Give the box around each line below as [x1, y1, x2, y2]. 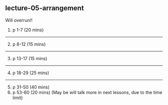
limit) [12, 95, 23, 101]
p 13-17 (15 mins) [12, 55, 47, 61]
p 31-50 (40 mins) [12, 84, 50, 90]
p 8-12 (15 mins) [12, 41, 46, 47]
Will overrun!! [5, 17, 33, 23]
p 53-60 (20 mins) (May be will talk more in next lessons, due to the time [12, 89, 162, 95]
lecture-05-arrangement [5, 4, 84, 12]
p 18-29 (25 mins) [12, 70, 49, 76]
